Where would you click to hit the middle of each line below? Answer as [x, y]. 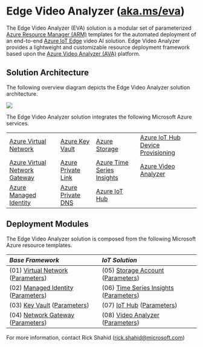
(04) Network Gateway [42, 315]
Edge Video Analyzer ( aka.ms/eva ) [96, 11]
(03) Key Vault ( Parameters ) [49, 305]
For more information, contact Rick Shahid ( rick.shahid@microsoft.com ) [96, 337]
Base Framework [34, 260]
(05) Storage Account [133, 270]
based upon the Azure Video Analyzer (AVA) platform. [73, 53]
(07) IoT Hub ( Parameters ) [140, 305]
